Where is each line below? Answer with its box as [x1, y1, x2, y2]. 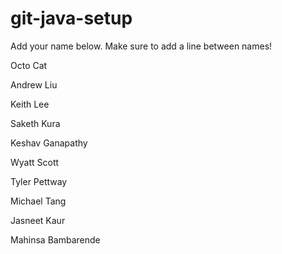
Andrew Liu [10, 78, 58, 91]
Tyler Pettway [10, 175, 68, 187]
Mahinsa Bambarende [10, 233, 101, 246]
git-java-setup [10, 7, 133, 30]
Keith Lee [10, 98, 50, 110]
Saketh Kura [10, 117, 61, 129]
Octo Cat [10, 59, 48, 71]
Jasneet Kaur [10, 214, 66, 226]
